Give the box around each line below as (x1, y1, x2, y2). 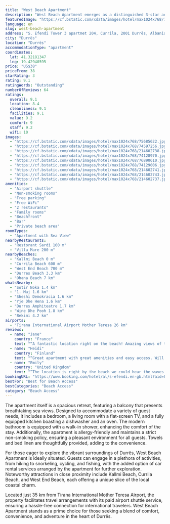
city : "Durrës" (5, 36, 37, 41)
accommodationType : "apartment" (5, 45, 73, 50)
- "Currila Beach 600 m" (10, 261, 62, 267)
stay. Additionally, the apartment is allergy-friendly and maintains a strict (5, 429, 156, 435)
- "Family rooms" (10, 209, 47, 215)
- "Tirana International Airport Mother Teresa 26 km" (10, 322, 128, 328)
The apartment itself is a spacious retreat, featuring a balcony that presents (5, 402, 163, 408)
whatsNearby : (5, 280, 33, 285)
